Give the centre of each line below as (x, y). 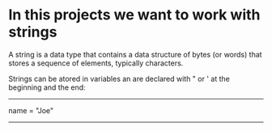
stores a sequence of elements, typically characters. (96, 63)
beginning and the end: (47, 87)
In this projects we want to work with (134, 15)
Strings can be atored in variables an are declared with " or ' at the (119, 78)
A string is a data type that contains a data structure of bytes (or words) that (135, 54)
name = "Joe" (31, 110)
